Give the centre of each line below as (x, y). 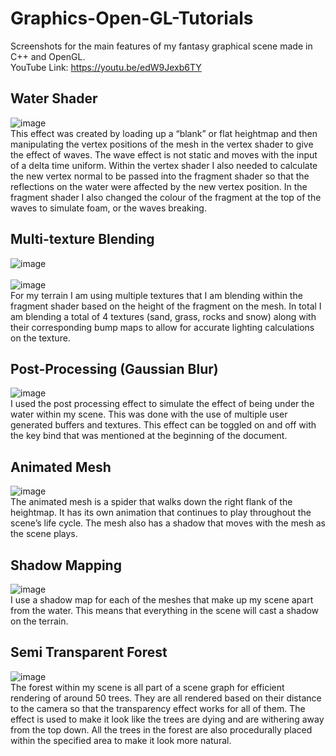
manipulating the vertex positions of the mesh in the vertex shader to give (162, 144)
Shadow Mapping (66, 565)
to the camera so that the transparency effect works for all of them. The (158, 708)
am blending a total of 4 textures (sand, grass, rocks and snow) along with (163, 316)
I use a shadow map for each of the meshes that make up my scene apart (162, 600)
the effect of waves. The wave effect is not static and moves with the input (164, 154)
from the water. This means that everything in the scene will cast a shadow (165, 610)
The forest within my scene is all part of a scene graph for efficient (147, 687)
